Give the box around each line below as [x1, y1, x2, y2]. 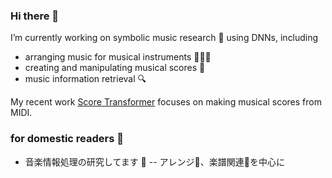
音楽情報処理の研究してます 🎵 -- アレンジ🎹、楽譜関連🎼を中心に [24, 155, 285, 168]
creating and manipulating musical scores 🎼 [24, 62, 206, 74]
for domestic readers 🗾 [10, 132, 124, 146]
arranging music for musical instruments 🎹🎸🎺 [24, 51, 212, 63]
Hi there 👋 [10, 9, 60, 23]
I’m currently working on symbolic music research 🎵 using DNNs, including [10, 32, 319, 44]
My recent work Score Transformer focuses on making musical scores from [10, 96, 322, 108]
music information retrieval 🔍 [24, 73, 147, 85]
